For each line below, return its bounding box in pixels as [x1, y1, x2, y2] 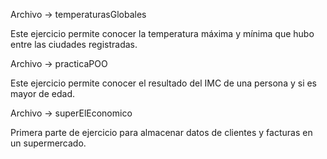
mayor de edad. [10, 88, 75, 99]
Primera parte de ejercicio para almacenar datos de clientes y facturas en [10, 127, 313, 138]
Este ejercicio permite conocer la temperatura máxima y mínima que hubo [10, 28, 315, 39]
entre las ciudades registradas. [10, 39, 138, 50]
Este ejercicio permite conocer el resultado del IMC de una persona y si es [10, 77, 318, 89]
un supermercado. [10, 137, 87, 149]
